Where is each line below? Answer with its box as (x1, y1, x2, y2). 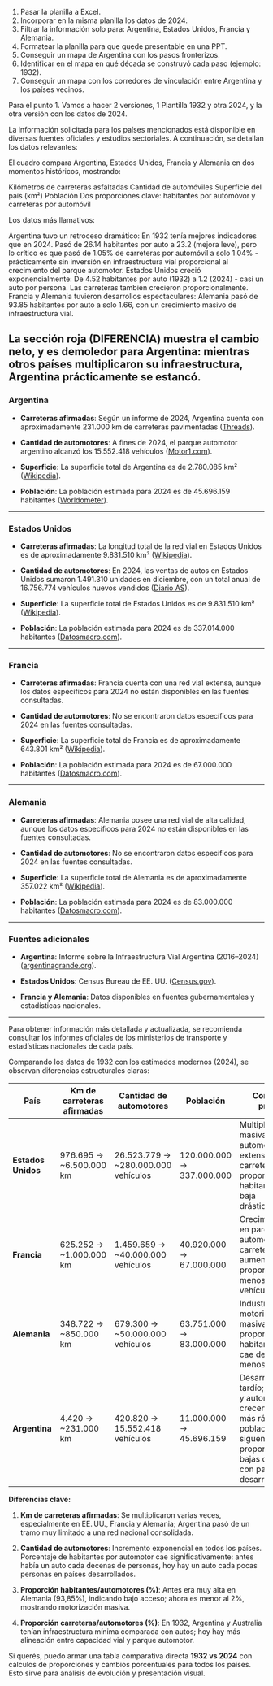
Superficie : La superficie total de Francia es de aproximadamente (19, 736, 241, 745)
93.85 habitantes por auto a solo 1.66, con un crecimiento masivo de (8, 300, 237, 310)
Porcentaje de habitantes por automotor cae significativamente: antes (19, 1552, 254, 1562)
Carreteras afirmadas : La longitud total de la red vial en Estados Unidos (19, 541, 262, 551)
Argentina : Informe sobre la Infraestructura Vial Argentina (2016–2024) (19, 951, 259, 962)
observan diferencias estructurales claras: (8, 1065, 150, 1075)
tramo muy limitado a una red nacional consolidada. (19, 1527, 193, 1537)
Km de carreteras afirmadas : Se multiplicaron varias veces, (19, 1510, 222, 1519)
